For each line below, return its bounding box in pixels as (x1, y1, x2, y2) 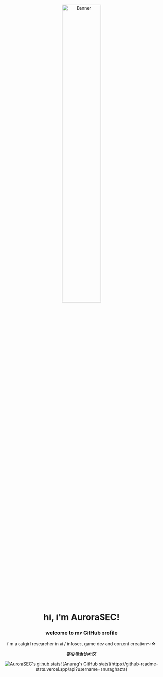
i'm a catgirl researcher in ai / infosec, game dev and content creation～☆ (7, 641, 156, 647)
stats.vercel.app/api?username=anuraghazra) (35, 666, 128, 672)
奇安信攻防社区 (66, 651, 97, 657)
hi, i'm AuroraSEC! (43, 612, 120, 623)
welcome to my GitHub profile (45, 629, 118, 636)
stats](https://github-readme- (99, 661, 158, 667)
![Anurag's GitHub (61, 661, 98, 667)
